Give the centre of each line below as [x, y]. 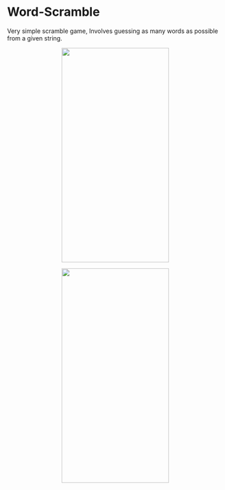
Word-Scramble [54, 12]
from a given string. [35, 38]
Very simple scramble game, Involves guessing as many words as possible [113, 31]
